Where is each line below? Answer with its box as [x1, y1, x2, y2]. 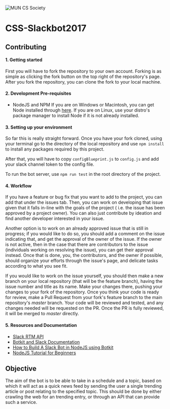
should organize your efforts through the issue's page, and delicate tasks [5, 257, 158, 264]
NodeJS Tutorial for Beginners [12, 350, 76, 356]
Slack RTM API [12, 333, 44, 340]
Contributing [5, 43, 47, 51]
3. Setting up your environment [5, 124, 73, 130]
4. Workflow [5, 182, 32, 189]
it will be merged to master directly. [5, 311, 80, 317]
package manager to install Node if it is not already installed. [12, 112, 140, 119]
